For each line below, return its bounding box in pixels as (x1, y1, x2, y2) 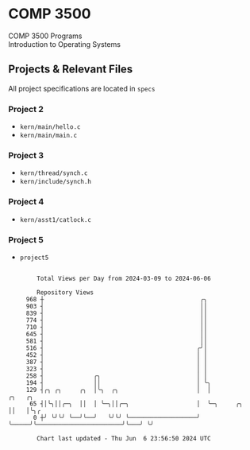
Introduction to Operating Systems (8, 39, 121, 48)
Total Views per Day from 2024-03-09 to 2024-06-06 (37, 274, 212, 282)
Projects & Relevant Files (8, 63, 133, 76)
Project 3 (8, 149, 44, 161)
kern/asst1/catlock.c (19, 215, 91, 223)
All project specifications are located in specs (8, 83, 156, 93)
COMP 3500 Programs (8, 31, 83, 41)
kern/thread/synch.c (19, 169, 88, 177)
